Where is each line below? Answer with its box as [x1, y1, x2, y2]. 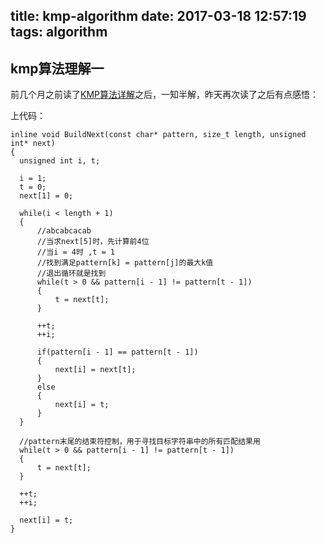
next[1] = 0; [19, 191, 74, 201]
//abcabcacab [36, 226, 92, 236]
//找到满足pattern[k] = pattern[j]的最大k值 [36, 258, 214, 268]
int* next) [10, 139, 56, 149]
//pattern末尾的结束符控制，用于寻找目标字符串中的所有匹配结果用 [19, 437, 261, 447]
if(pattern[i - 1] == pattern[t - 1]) [36, 347, 199, 358]
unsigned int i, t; [19, 156, 101, 166]
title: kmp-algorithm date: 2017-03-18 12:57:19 [10, 8, 307, 25]
